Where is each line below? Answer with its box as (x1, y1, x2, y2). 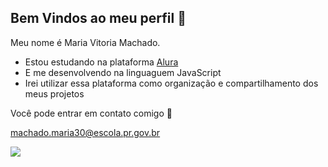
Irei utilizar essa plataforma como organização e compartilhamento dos (24, 77, 319, 89)
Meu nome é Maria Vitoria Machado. (10, 36, 161, 48)
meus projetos (24, 87, 85, 100)
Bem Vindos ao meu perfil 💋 (10, 10, 187, 27)
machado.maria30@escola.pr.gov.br (10, 126, 161, 138)
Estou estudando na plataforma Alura (24, 56, 179, 68)
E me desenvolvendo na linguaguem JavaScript (24, 66, 222, 78)
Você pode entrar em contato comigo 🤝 (10, 107, 173, 119)
